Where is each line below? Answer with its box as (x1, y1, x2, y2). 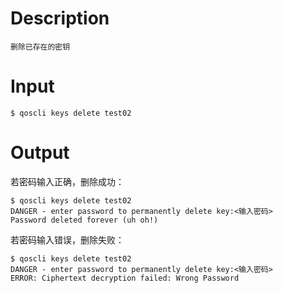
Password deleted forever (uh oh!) (10, 215, 159, 225)
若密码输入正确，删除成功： (10, 175, 125, 187)
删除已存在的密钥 (10, 42, 71, 52)
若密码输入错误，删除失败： (10, 233, 125, 246)
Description (10, 7, 110, 30)
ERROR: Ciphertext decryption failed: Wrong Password (10, 273, 240, 283)
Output (10, 142, 70, 164)
